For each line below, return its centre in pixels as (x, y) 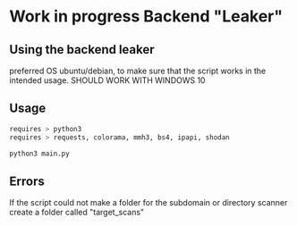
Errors (27, 181)
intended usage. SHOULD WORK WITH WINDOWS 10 (107, 80)
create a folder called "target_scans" (77, 213)
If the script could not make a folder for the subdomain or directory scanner (148, 203)
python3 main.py (39, 154)
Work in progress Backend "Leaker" (146, 17)
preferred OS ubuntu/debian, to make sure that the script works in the (138, 71)
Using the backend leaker (82, 50)
